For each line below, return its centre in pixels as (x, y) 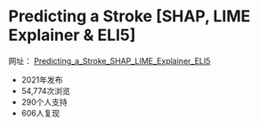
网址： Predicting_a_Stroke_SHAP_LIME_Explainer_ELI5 (109, 60)
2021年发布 (42, 79)
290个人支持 (44, 102)
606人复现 (40, 113)
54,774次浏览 (45, 91)
